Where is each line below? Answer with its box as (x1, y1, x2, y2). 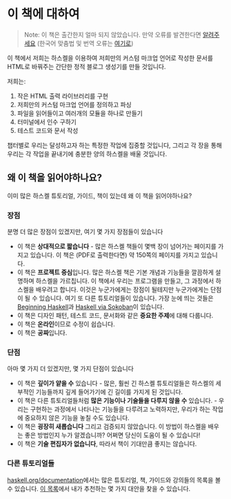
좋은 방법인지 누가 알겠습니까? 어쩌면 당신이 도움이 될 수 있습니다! (24, 431, 201, 440)
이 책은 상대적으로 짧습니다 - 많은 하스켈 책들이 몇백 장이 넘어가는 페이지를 (17, 243, 217, 251)
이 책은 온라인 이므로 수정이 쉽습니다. (17, 320, 115, 328)
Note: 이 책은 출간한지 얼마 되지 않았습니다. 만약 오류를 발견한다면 (23, 30, 201, 39)
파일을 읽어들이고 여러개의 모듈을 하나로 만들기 (17, 109, 143, 117)
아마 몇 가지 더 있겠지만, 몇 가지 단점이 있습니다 (7, 364, 134, 373)
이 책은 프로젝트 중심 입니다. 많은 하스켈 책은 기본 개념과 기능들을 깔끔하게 (17, 268, 214, 276)
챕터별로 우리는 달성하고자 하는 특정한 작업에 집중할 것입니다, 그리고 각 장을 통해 (7, 141, 223, 149)
